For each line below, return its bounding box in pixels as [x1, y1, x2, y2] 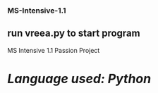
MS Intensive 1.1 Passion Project [7, 46, 100, 54]
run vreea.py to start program [7, 27, 140, 39]
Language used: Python [7, 70, 152, 87]
